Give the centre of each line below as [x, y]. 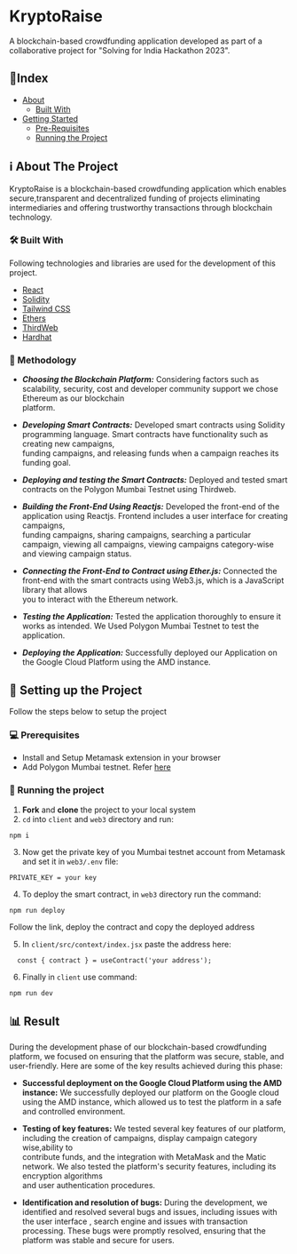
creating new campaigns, [68, 444]
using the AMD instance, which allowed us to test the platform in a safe [152, 1102]
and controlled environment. [74, 1112]
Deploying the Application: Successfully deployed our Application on [149, 653]
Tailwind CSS [46, 308]
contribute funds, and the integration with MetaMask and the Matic [144, 1157]
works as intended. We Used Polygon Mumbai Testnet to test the [141, 626]
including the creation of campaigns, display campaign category [140, 1138]
